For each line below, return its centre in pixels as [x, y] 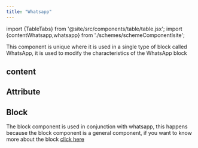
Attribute [23, 92]
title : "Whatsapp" [29, 12]
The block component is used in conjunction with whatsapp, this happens [97, 127]
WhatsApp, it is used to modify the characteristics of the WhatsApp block [97, 53]
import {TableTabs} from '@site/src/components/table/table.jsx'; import [94, 29]
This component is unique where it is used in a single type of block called [97, 47]
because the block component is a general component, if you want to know [99, 133]
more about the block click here [45, 139]
